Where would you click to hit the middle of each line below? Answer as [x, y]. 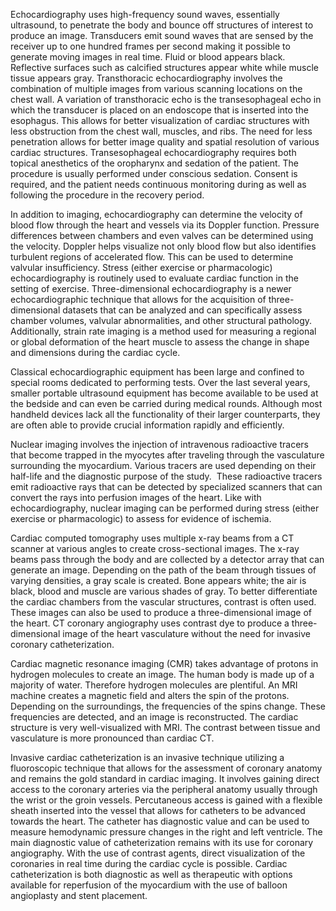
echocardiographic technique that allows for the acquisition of [138, 299]
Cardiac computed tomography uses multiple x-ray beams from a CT [152, 538]
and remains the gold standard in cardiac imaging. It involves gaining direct [165, 778]
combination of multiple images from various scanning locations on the [156, 88]
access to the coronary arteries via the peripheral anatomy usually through [164, 789]
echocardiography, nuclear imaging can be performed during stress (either [165, 508]
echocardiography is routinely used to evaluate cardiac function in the [154, 278]
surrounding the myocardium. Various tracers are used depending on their [163, 465]
